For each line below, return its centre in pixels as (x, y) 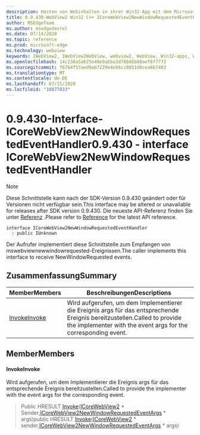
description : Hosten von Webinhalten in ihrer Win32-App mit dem (89, 12)
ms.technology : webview (36, 51)
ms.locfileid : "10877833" (38, 90)
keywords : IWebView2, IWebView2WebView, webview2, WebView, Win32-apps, (98, 56)
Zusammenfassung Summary (62, 276)
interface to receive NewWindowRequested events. (69, 257)
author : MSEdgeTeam (30, 23)
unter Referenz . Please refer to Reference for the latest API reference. (92, 217)
